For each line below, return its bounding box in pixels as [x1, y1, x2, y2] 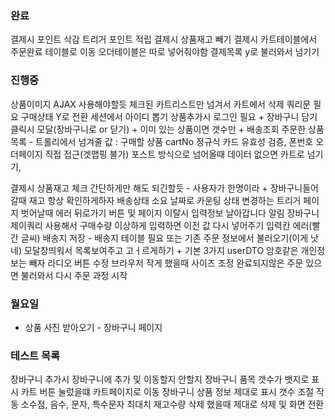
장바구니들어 [269, 182, 319, 194]
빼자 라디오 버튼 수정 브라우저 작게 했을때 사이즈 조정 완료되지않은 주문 [28, 257, 304, 269]
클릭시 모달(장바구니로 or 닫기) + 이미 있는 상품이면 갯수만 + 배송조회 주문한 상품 [10, 123, 325, 135]
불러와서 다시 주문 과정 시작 [20, 269, 128, 281]
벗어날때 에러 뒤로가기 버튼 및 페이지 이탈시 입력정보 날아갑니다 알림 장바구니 [20, 207, 320, 219]
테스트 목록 [10, 348, 61, 362]
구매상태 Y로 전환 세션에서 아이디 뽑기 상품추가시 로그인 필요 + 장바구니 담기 [20, 110, 318, 122]
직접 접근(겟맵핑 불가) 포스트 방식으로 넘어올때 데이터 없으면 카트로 [44, 148, 305, 160]
